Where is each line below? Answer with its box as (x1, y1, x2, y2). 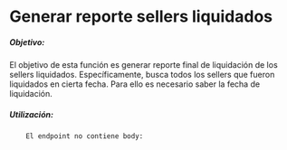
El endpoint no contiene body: (25, 132, 144, 141)
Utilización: (9, 108, 54, 119)
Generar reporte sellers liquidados (9, 6, 273, 27)
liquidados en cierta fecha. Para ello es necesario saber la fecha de (9, 79, 261, 89)
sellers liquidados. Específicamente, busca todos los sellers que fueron (9, 70, 275, 80)
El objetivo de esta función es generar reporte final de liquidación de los (9, 60, 278, 70)
